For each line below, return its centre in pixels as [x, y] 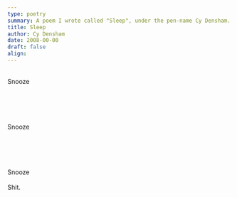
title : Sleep [27, 27]
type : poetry [27, 14]
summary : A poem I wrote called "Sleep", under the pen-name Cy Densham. [119, 21]
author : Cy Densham [36, 34]
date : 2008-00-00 [33, 41]
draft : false [27, 47]
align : [17, 54]
